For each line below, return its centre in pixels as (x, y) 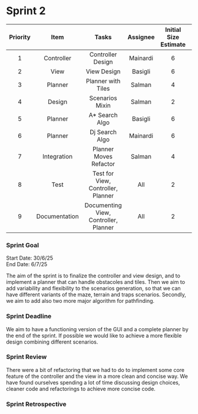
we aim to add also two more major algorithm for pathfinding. (80, 301)
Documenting (103, 205)
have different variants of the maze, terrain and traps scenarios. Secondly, (96, 295)
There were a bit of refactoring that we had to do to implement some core (95, 370)
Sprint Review (27, 357)
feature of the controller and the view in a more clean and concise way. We (97, 376)
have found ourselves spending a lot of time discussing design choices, (93, 382)
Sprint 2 (26, 11)
